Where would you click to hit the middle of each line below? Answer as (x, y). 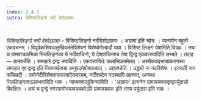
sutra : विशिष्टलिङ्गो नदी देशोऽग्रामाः (40, 18)
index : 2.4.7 (23, 12)
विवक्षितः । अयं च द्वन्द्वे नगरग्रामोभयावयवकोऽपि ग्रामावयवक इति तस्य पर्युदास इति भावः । (88, 89)
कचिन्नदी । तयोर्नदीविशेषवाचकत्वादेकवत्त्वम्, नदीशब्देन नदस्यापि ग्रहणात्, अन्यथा (81, 75)
